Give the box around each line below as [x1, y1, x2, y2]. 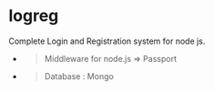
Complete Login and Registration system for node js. [8, 35, 206, 46]
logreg [8, 5, 59, 26]
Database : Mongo [44, 70, 115, 82]
